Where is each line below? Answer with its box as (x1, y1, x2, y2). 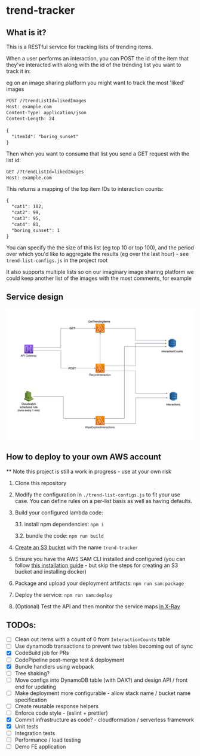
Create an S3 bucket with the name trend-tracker (14, 544, 139, 551)
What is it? (6, 28, 47, 38)
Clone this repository (14, 479, 67, 486)
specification (14, 696, 47, 703)
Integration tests (14, 730, 56, 737)
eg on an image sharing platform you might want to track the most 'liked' (6, 79, 185, 86)
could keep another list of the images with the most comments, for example (6, 275, 192, 282)
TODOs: (6, 620, 36, 630)
